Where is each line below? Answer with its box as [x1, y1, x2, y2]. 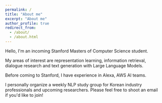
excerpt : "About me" [5, 16, 48, 21]
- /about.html [9, 35, 38, 40]
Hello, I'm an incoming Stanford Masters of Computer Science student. [5, 48, 148, 54]
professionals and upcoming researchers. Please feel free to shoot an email [5, 87, 158, 93]
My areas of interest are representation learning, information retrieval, [5, 57, 146, 63]
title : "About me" [5, 12, 43, 17]
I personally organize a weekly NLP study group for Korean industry [5, 81, 142, 87]
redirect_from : [5, 26, 36, 30]
